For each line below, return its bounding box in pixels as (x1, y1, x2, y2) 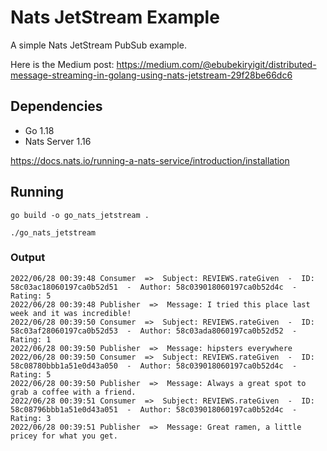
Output (10, 251, 46, 265)
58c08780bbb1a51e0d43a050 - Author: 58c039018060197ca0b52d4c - (10, 361, 298, 371)
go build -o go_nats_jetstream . (10, 210, 150, 220)
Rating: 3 (10, 413, 52, 423)
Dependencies (10, 98, 103, 115)
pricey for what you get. (10, 431, 118, 441)
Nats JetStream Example (10, 6, 220, 29)
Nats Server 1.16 (24, 135, 92, 147)
